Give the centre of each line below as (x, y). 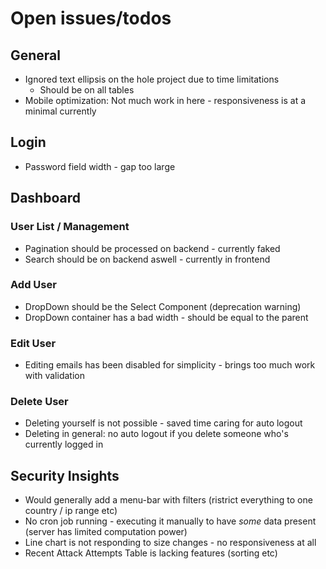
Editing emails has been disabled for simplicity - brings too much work (170, 365)
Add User (33, 285)
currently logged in (64, 444)
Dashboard (45, 198)
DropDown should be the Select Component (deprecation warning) (163, 306)
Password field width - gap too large (100, 166)
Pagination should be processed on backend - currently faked (152, 248)
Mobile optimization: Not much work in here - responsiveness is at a (165, 100)
